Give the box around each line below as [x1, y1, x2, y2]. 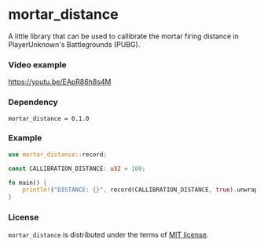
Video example [8, 59, 67, 70]
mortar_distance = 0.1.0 [8, 114, 90, 122]
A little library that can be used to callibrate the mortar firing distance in [8, 31, 240, 41]
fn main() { [8, 179, 47, 187]
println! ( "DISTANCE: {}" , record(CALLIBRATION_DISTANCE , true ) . [22, 186, 237, 194]
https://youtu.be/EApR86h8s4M [8, 77, 112, 87]
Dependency [8, 96, 59, 107]
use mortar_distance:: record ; [8, 151, 108, 158]
